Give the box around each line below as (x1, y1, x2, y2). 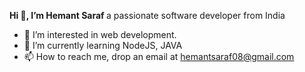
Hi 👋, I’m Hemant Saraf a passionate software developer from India (9, 10, 286, 21)
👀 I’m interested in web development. (23, 29, 177, 40)
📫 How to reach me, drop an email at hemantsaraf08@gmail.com (23, 51, 295, 62)
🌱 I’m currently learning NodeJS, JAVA (23, 40, 183, 51)
